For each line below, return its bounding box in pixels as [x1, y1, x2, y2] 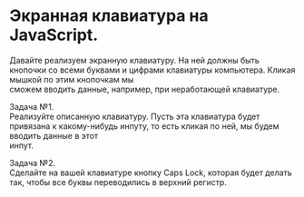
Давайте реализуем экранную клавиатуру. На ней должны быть [9, 54, 260, 65]
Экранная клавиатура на [9, 5, 209, 26]
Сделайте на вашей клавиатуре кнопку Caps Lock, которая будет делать [9, 167, 292, 178]
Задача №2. [9, 157, 56, 168]
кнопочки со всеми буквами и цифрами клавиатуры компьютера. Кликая [9, 64, 296, 75]
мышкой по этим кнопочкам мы [9, 74, 134, 84]
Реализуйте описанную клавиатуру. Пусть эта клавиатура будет [9, 111, 260, 122]
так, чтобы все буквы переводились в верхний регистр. [9, 176, 227, 187]
